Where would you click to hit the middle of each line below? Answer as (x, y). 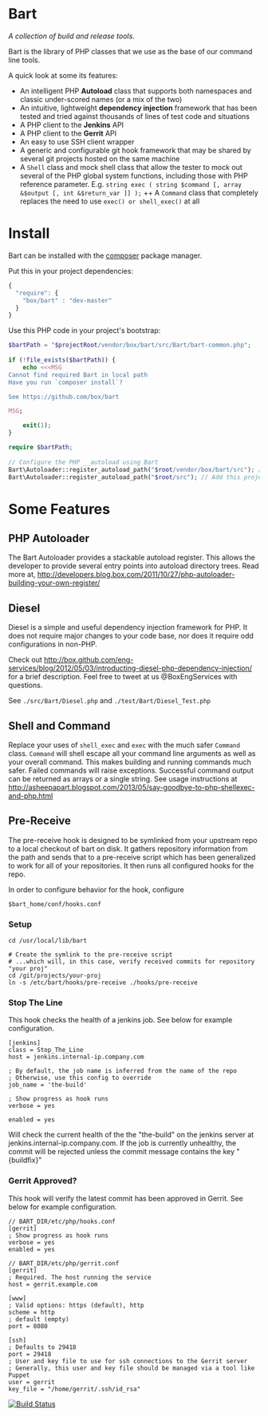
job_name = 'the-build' (48, 1085)
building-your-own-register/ (54, 583)
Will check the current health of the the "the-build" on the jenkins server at (131, 1135)
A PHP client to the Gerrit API (68, 133)
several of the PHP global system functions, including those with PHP (134, 176)
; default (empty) (39, 1319)
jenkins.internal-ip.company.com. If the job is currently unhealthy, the (122, 1143)
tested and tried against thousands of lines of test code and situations (134, 116)
